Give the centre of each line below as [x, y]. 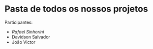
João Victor [23, 42]
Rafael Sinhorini [28, 32]
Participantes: [19, 22]
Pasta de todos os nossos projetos [76, 9]
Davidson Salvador [31, 37]
